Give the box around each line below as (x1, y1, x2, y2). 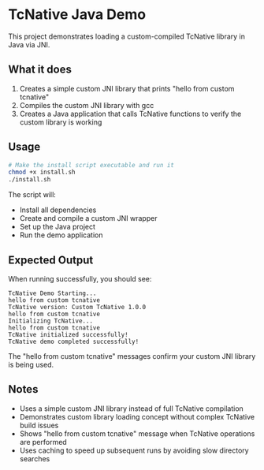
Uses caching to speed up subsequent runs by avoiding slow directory (19, 446, 250, 455)
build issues (19, 420, 59, 430)
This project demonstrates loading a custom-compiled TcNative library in (8, 32, 246, 41)
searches (19, 453, 50, 463)
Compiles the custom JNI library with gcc (19, 100, 154, 110)
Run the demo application (19, 230, 104, 240)
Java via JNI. (8, 39, 50, 49)
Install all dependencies (19, 205, 97, 214)
